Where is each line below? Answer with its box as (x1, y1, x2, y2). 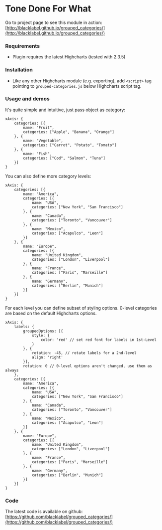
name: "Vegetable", (23, 138, 64, 143)
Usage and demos (5, 95, 50, 102)
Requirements (5, 42, 40, 49)
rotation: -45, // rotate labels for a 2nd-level (31, 350, 137, 355)
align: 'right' (31, 354, 64, 359)
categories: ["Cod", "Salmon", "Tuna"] (23, 156, 106, 161)
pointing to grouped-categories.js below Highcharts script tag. (12, 83, 142, 89)
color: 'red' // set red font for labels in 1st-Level (40, 337, 157, 342)
